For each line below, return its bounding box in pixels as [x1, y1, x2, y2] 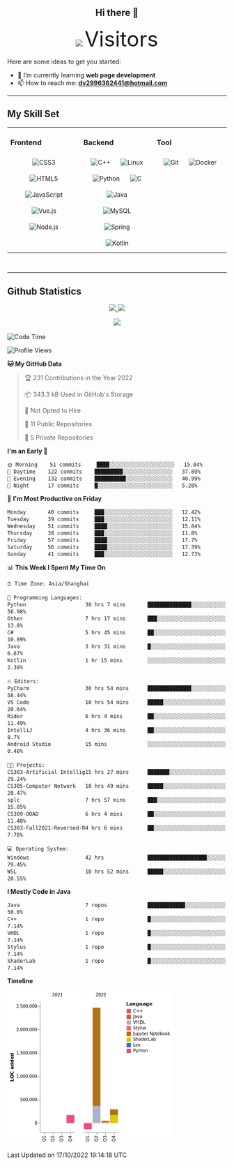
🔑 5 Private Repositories [24, 433, 94, 442]
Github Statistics [7, 285, 81, 297]
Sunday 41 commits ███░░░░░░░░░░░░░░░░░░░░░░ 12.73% [7, 551, 201, 558]
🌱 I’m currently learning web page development [17, 70, 156, 79]
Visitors [84, 25, 159, 52]
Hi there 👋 [95, 7, 139, 19]
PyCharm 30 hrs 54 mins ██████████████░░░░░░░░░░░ [7, 685, 226, 692]
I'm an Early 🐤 [7, 447, 48, 455]
